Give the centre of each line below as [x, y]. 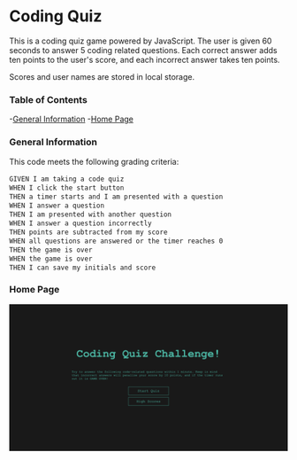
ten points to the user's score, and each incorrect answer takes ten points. [145, 59]
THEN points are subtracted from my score [88, 232]
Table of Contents [49, 99]
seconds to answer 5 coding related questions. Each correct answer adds [143, 50]
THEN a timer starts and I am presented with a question [116, 197]
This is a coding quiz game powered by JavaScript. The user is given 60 [141, 41]
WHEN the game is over [51, 259]
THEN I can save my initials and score [83, 268]
